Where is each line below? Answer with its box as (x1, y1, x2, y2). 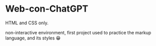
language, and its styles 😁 (5, 35, 61, 41)
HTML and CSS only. (5, 20, 49, 26)
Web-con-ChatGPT (5, 3, 89, 15)
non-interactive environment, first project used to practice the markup (5, 29, 151, 35)
